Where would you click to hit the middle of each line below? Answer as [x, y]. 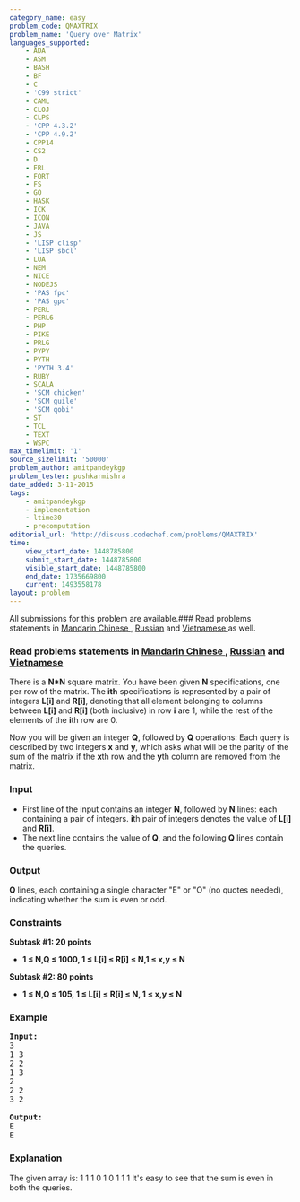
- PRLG [38, 343]
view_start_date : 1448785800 [80, 551]
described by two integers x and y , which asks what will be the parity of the [149, 747]
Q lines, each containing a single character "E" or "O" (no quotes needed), [146, 890]
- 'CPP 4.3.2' [51, 126]
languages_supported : [50, 43]
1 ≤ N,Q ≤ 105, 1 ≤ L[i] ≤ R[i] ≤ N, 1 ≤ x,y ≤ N [102, 994]
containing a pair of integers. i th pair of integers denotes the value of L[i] [157, 818]
